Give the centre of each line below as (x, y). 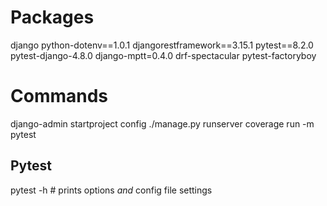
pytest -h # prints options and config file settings (111, 190)
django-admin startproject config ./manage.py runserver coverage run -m (162, 123)
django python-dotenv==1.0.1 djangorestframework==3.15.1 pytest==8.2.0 (162, 45)
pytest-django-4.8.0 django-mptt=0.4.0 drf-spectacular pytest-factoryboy (163, 55)
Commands (59, 96)
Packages (52, 17)
